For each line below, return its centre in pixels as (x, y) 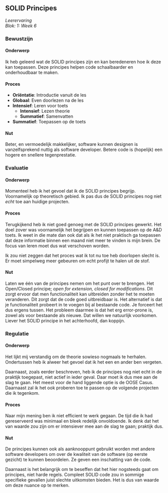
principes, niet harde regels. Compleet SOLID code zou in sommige (75, 475)
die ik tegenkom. (22, 393)
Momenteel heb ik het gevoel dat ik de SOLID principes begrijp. (70, 191)
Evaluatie (17, 168)
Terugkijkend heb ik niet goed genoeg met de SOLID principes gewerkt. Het (83, 224)
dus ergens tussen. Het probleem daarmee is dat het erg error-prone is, (79, 310)
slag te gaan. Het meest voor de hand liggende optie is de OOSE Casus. (79, 382)
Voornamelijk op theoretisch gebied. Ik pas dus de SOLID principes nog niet (83, 196)
